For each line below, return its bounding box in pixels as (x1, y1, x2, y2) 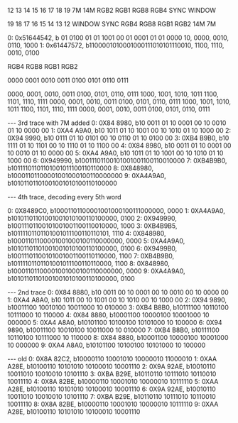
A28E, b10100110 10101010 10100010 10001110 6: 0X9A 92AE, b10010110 (7, 385, 216, 393)
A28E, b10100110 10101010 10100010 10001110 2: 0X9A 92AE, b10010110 (7, 362, 216, 370)
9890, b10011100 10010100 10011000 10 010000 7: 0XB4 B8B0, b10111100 (7, 326, 220, 334)
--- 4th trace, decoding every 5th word (7, 193, 122, 201)
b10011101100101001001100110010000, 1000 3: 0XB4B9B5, (7, 221, 178, 230)
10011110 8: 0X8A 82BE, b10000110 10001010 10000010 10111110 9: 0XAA (7, 400, 219, 408)
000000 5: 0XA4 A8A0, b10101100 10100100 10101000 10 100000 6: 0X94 (7, 319, 222, 326)
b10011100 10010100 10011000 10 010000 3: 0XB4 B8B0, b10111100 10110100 (7, 303, 229, 312)
